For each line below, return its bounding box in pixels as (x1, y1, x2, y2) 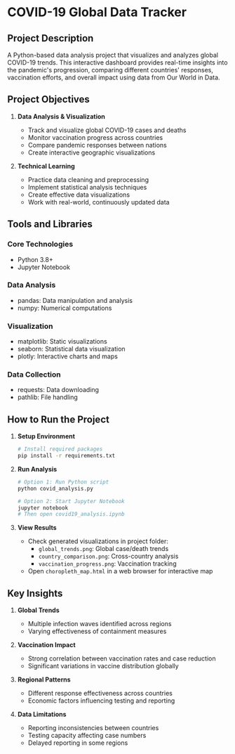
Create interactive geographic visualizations (27, 148, 156, 157)
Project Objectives (7, 93, 90, 105)
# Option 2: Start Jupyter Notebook (17, 498, 125, 505)
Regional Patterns (17, 675, 72, 684)
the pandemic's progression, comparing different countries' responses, (7, 66, 214, 74)
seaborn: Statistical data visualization (17, 345, 126, 353)
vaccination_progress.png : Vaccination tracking (38, 559, 177, 568)
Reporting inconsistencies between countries (27, 724, 159, 732)
